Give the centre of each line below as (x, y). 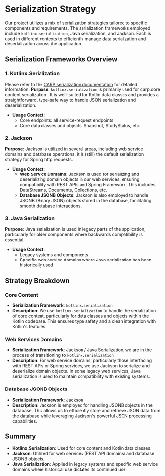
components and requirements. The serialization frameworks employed (78, 28)
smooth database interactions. (51, 206)
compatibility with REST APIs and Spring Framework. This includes (87, 184)
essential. (15, 240)
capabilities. (24, 421)
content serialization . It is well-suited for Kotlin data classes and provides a (82, 94)
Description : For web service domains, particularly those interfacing (82, 361)
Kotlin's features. (29, 326)
